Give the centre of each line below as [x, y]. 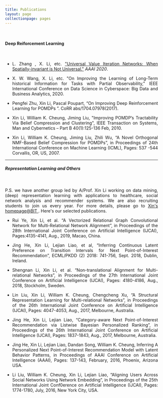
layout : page [18, 14]
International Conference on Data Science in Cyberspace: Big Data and [85, 88]
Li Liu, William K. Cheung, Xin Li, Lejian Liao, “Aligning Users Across [85, 375]
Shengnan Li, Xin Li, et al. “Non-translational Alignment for [78, 270]
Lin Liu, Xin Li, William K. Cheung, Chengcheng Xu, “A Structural [85, 295]
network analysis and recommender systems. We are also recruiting [81, 200]
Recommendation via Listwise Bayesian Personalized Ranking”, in [85, 325]
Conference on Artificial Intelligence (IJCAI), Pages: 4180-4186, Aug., [85, 280]
